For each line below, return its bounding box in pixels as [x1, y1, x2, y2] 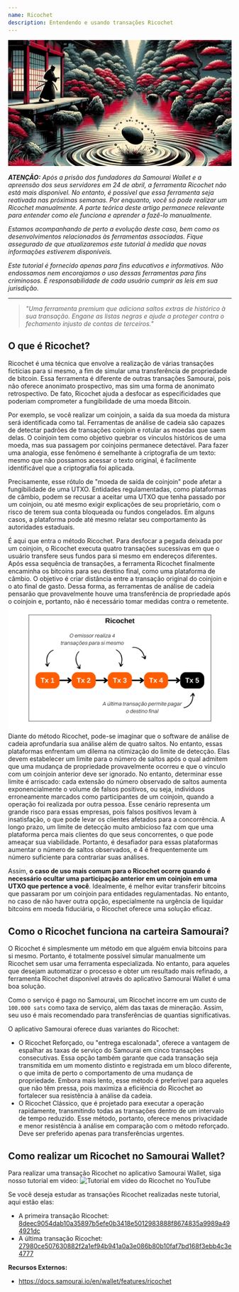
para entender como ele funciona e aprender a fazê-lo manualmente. [8, 211, 212, 219]
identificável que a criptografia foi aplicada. [8, 463, 135, 472]
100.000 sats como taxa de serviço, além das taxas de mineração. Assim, [8, 1004, 224, 1012]
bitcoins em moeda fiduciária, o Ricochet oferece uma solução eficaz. [8, 905, 212, 913]
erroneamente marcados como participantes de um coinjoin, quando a [8, 792, 214, 801]
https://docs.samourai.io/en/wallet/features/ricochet [18, 1276, 172, 1285]
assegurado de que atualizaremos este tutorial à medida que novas [8, 240, 207, 248]
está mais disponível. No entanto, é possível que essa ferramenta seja [8, 189, 214, 196]
